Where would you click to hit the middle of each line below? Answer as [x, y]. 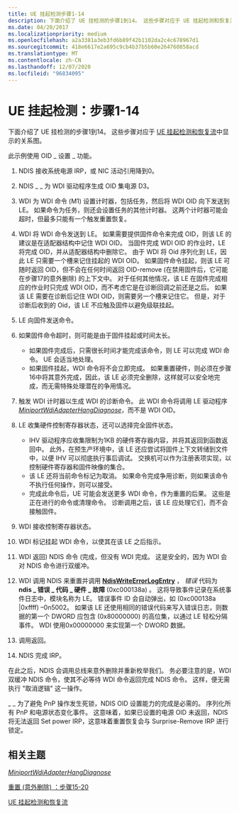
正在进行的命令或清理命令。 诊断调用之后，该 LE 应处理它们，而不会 [128, 503]
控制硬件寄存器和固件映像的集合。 [79, 467]
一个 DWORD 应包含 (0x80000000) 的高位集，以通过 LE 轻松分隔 [132, 617]
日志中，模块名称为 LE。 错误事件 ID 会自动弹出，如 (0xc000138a [120, 599]
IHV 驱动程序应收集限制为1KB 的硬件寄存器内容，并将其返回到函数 [125, 440]
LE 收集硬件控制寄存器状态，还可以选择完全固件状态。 [98, 425]
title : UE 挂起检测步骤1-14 [46, 14]
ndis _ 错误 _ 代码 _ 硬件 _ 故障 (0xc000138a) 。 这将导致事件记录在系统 [122, 590]
